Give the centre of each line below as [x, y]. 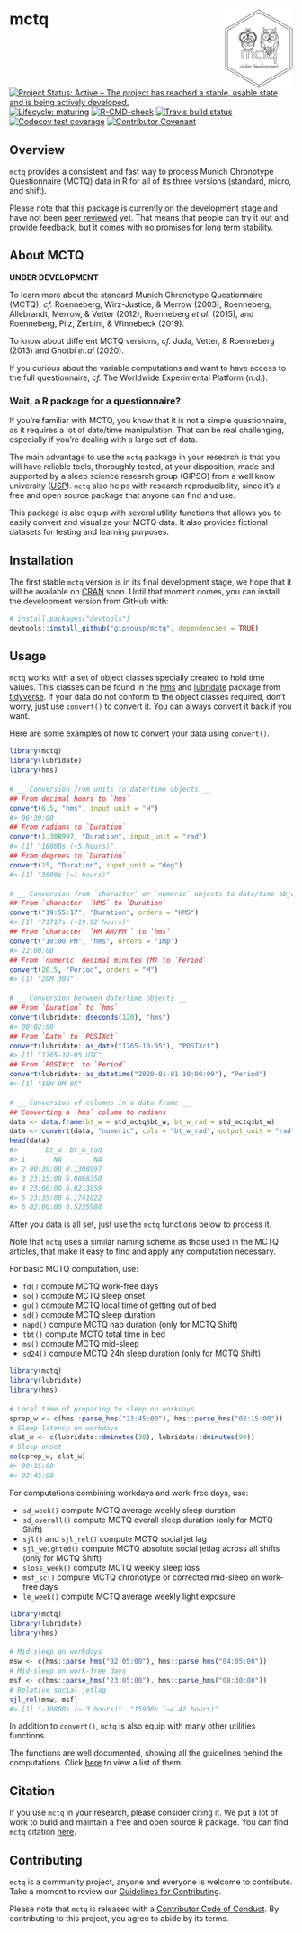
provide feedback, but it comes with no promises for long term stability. [142, 227]
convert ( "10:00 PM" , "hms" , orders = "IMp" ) [94, 941]
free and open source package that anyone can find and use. [123, 495]
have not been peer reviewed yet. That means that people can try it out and [149, 218]
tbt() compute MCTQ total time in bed [94, 1334]
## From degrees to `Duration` [68, 856]
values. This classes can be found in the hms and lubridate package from [145, 687]
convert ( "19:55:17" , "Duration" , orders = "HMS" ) [104, 913]
